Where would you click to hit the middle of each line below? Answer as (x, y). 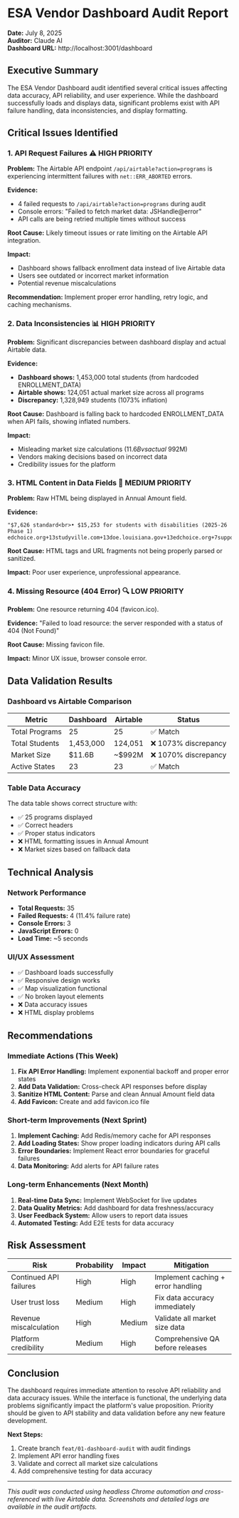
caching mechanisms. (39, 305)
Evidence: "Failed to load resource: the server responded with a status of (115, 623)
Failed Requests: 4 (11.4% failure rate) (74, 916)
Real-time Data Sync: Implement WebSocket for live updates (107, 1200)
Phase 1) (20, 532)
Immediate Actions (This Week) (63, 1056)
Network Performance (47, 892)
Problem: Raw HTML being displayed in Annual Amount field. (97, 498)
